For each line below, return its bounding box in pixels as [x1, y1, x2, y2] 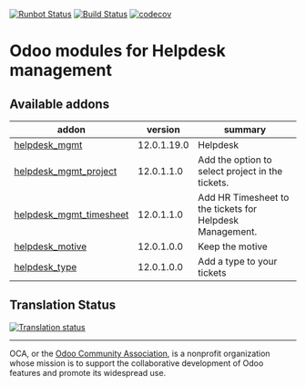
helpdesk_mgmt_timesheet [14, 208, 129, 221]
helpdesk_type [14, 261, 77, 273]
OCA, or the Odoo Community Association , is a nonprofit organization [9, 348, 270, 359]
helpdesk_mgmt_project [14, 165, 117, 177]
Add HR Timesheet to [198, 192, 290, 204]
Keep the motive [198, 240, 269, 253]
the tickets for [198, 203, 258, 214]
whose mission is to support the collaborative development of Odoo [9, 357, 264, 369]
